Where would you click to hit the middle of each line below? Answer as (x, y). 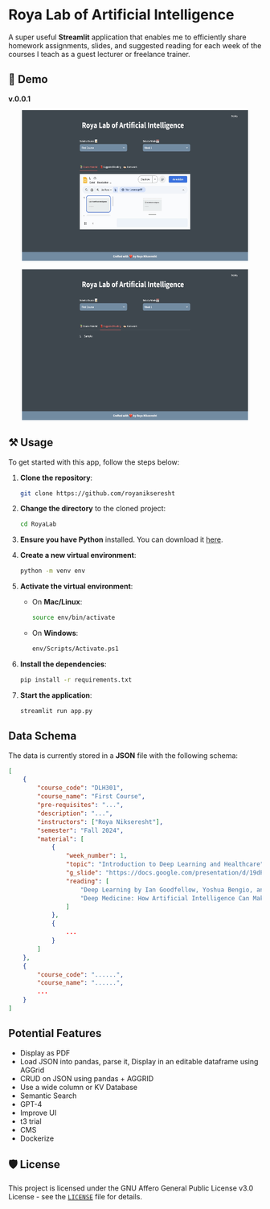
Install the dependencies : (63, 664)
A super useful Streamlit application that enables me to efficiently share (127, 37)
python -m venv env (53, 571)
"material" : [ (61, 839)
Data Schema (43, 736)
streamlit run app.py (56, 711)
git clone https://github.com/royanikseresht (97, 493)
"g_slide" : (84, 873)
